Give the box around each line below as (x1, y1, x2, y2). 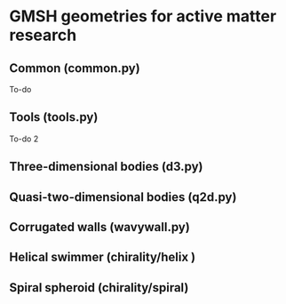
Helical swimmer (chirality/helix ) (9, 250, 196, 265)
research (9, 25, 77, 45)
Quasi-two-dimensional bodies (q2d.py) (9, 189, 237, 204)
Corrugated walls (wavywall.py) (9, 220, 191, 235)
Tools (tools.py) (9, 109, 99, 125)
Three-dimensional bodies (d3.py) (9, 159, 203, 174)
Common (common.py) (9, 60, 140, 76)
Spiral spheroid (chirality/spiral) (9, 280, 189, 295)
